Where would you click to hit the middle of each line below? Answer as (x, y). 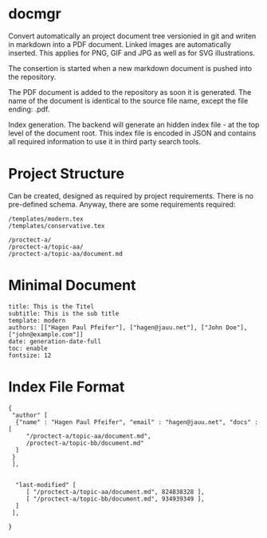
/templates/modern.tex (46, 219)
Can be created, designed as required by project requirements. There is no (131, 195)
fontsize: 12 (30, 355)
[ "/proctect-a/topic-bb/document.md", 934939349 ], (115, 499)
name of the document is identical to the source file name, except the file (128, 100)
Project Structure (67, 174)
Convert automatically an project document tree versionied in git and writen (132, 36)
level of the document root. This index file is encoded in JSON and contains (132, 133)
